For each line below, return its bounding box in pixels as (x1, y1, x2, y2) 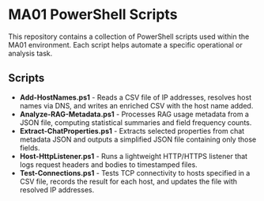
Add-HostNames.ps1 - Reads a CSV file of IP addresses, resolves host (19, 93, 251, 102)
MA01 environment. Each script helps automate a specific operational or (8, 40, 243, 49)
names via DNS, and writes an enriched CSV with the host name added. (19, 100, 254, 110)
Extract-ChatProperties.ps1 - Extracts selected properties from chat (19, 126, 245, 135)
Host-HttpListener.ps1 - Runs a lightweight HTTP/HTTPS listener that (19, 151, 247, 161)
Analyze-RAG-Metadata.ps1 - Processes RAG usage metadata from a (19, 109, 249, 119)
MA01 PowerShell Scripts (8, 6, 178, 24)
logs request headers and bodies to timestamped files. (19, 160, 198, 169)
